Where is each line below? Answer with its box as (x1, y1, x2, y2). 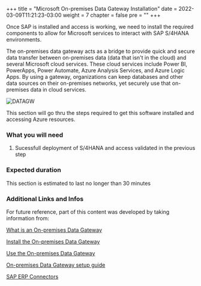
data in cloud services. (30, 86, 87, 93)
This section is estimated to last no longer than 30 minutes (6, 179, 151, 187)
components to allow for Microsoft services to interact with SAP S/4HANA (6, 30, 189, 37)
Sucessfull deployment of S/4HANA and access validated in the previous (14, 145, 196, 152)
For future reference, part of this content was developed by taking (6, 208, 170, 216)
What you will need (6, 131, 64, 139)
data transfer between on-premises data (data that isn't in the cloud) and (6, 54, 187, 61)
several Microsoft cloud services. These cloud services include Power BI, (6, 60, 188, 67)
